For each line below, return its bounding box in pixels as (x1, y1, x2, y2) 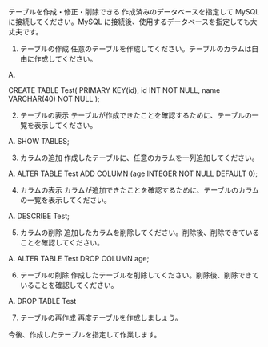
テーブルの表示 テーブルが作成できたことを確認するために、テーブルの (19, 110, 252, 120)
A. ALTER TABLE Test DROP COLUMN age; (8, 254, 150, 263)
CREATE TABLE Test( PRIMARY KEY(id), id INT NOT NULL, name (8, 86, 221, 94)
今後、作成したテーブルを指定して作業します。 (8, 330, 162, 339)
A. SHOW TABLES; (8, 137, 70, 146)
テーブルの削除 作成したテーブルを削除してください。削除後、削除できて (19, 270, 260, 280)
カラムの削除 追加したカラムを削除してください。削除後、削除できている (19, 228, 260, 237)
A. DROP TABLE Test (8, 297, 77, 305)
